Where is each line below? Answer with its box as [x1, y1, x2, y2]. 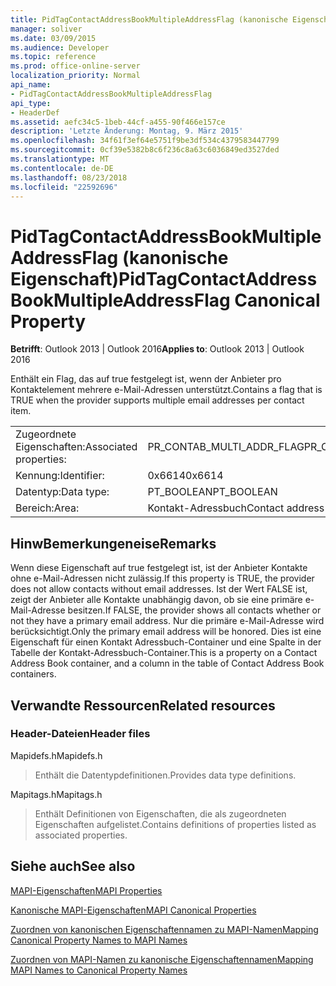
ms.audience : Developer [10, 42, 110, 53]
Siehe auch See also [10, 858, 136, 875]
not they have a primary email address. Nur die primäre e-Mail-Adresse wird [10, 615, 325, 627]
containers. [10, 668, 57, 680]
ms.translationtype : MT [10, 154, 110, 164]
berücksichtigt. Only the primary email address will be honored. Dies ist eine [10, 626, 322, 638]
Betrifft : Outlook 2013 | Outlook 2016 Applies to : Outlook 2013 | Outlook [10, 343, 305, 355]
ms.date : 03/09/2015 [10, 33, 97, 43]
